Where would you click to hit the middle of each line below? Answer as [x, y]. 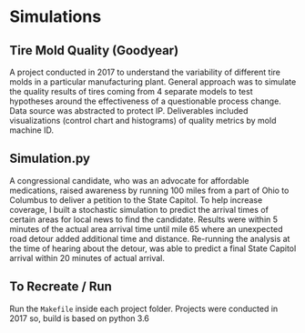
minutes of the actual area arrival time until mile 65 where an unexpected [146, 228]
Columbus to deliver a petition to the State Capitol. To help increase [136, 200]
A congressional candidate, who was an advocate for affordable [129, 180]
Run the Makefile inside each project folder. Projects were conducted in [144, 308]
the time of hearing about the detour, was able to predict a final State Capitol [153, 248]
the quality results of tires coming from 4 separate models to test [131, 91]
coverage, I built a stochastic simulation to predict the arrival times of [139, 209]
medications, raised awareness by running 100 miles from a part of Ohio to [149, 190]
